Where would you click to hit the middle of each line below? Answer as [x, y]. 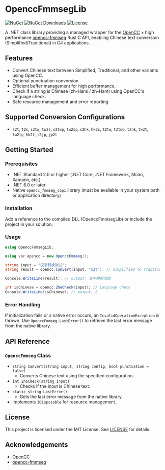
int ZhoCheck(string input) [41, 381]
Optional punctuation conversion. [46, 80]
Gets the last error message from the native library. [71, 397]
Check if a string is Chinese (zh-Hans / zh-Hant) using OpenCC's [78, 91]
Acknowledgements [37, 445]
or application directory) [37, 195]
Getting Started [29, 150]
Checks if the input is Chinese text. [55, 386]
